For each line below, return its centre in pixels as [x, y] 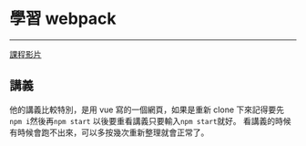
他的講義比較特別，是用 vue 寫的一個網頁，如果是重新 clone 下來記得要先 [147, 109]
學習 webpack [63, 19]
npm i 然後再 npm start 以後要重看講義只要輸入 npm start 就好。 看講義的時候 [150, 120]
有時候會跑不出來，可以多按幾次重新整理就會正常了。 [109, 132]
